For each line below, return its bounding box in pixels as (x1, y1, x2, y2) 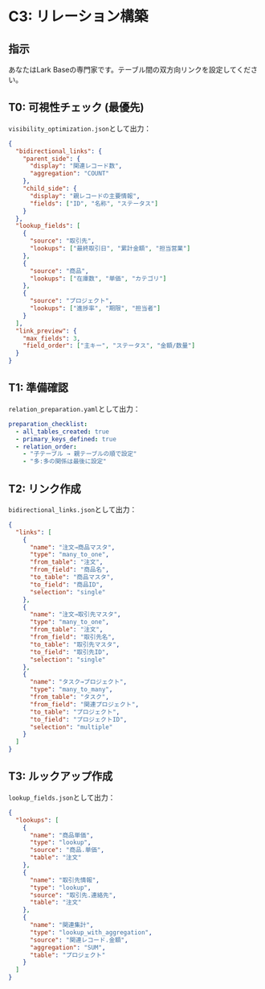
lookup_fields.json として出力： (8, 792, 116, 802)
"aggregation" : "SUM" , (29, 943, 106, 951)
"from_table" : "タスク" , (29, 693, 110, 701)
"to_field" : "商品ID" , (29, 581, 104, 589)
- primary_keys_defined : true (15, 435, 116, 443)
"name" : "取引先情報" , (29, 875, 100, 884)
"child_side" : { (22, 184, 78, 193)
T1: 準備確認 (8, 381, 69, 395)
